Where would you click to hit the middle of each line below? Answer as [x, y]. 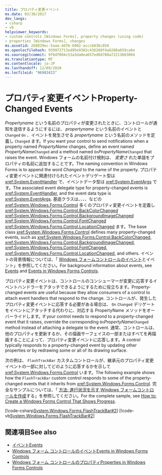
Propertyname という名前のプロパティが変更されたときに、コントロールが [79, 123]
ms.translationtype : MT [29, 59]
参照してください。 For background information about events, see [87, 265]
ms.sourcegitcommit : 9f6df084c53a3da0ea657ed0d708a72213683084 [70, 55]
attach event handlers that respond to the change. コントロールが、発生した [81, 298]
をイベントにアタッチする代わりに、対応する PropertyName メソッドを [76, 310]
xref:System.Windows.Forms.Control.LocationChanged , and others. [72, 253]
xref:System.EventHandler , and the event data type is [58, 193]
